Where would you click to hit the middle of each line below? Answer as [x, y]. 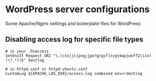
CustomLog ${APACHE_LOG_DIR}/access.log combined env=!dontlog [74, 73]
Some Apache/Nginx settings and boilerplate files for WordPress [73, 23]
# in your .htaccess [27, 51]
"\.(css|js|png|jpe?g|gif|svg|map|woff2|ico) [102, 56]
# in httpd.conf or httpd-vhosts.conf [46, 69]
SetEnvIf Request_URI [28, 56]
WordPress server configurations [77, 9]
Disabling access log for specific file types [74, 39]
